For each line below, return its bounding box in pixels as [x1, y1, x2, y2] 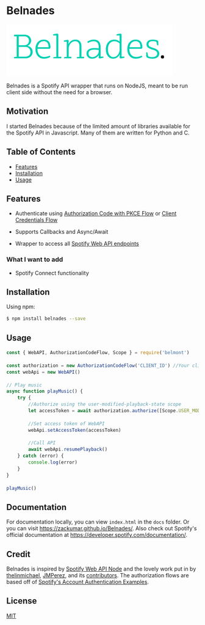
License [6, 596, 37, 606]
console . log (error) [28, 459, 78, 465]
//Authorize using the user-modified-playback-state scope [28, 401, 182, 407]
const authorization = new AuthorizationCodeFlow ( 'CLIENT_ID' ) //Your [6, 362, 190, 369]
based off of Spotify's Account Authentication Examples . [6, 579, 149, 586]
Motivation [6, 106, 49, 117]
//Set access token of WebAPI [28, 420, 105, 427]
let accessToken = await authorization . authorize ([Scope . [28, 408, 179, 414]
